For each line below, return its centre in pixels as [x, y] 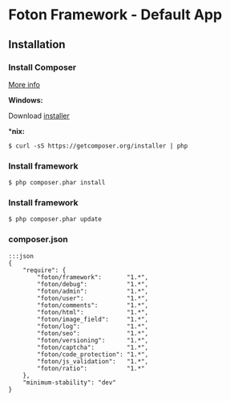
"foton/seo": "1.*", [93, 333]
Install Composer [42, 67]
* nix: [17, 131]
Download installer [39, 115]
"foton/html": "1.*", [93, 312]
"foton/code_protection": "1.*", [93, 354]
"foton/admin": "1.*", [93, 291]
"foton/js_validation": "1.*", [93, 361]
